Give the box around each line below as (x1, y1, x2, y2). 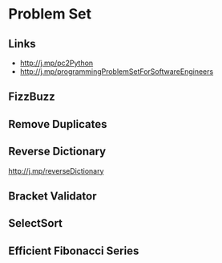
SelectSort (8, 216, 63, 230)
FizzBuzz (8, 90, 56, 104)
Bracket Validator (8, 189, 97, 203)
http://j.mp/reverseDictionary (8, 166, 104, 175)
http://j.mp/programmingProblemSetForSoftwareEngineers (19, 67, 214, 76)
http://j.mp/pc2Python (19, 58, 94, 68)
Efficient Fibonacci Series (8, 244, 139, 257)
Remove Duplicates (8, 117, 107, 131)
